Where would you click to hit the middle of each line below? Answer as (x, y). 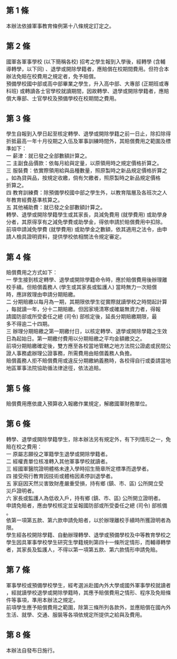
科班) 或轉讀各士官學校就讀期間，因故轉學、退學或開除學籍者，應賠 (88, 91)
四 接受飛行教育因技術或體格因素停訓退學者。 (61, 476)
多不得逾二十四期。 (29, 324)
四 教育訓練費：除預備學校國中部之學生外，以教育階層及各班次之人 (87, 192)
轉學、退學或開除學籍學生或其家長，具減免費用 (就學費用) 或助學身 (87, 215)
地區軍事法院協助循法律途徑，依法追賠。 (55, 368)
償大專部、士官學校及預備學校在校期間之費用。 (63, 98)
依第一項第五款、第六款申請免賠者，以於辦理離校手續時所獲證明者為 (88, 520)
